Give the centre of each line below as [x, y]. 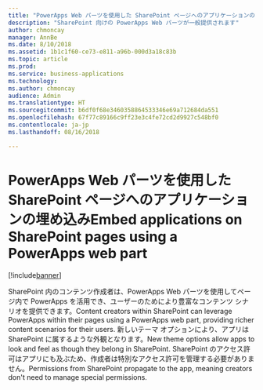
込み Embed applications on [153, 219]
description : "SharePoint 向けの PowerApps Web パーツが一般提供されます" [124, 23]
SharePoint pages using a [93, 237]
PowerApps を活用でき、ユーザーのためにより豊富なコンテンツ [131, 301]
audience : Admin [34, 96]
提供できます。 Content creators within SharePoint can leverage [130, 311]
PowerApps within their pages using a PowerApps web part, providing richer [131, 319]
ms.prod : [22, 67]
